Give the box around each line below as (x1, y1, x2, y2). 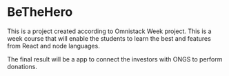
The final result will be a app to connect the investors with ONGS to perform (7, 55, 223, 63)
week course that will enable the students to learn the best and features (7, 34, 212, 42)
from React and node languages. (7, 41, 100, 50)
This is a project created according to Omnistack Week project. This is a (7, 27, 212, 35)
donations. (7, 62, 38, 70)
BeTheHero (7, 4, 73, 20)
